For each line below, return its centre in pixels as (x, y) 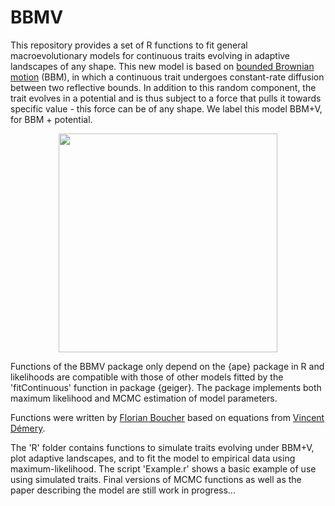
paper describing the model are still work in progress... (123, 490)
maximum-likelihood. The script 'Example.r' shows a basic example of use (163, 468)
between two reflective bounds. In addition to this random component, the (163, 87)
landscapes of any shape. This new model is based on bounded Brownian (162, 66)
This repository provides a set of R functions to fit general (129, 45)
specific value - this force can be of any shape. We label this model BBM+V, (166, 108)
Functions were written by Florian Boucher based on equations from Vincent (167, 417)
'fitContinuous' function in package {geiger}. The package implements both (166, 387)
